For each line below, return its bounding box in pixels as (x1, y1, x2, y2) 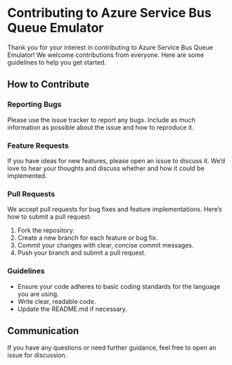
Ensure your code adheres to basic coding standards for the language (17, 282, 221, 290)
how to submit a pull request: (7, 212, 91, 221)
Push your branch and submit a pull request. (17, 248, 146, 257)
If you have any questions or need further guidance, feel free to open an (7, 343, 217, 352)
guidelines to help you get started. (7, 58, 107, 66)
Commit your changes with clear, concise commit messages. (17, 241, 194, 250)
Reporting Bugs (7, 100, 62, 110)
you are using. (17, 290, 59, 298)
